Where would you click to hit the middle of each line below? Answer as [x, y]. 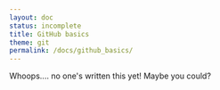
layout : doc [31, 17]
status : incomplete [45, 26]
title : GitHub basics [49, 34]
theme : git [29, 42]
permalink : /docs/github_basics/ [71, 51]
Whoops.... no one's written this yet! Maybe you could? [110, 76]
